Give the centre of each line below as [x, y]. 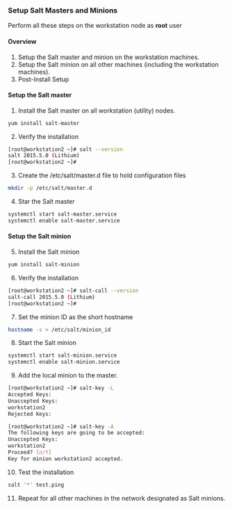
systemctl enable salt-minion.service [64, 362]
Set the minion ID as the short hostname [75, 317]
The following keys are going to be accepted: [76, 433]
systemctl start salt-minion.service [63, 356]
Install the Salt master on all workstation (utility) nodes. [97, 111]
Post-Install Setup [43, 79]
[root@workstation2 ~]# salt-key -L [61, 388]
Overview [22, 41]
